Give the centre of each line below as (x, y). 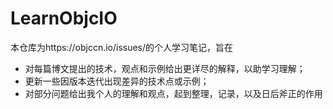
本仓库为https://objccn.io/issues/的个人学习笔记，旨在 (122, 47)
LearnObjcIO (64, 18)
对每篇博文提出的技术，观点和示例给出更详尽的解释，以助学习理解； (165, 68)
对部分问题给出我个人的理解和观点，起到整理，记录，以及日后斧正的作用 (173, 93)
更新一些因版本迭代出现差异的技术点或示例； (117, 81)
